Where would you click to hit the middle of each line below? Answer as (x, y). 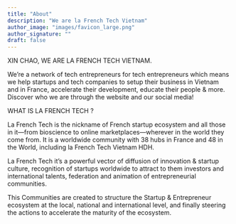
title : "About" (30, 14)
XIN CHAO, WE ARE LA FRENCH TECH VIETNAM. (80, 60)
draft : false (27, 41)
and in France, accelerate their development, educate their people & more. (116, 90)
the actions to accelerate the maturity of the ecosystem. (90, 213)
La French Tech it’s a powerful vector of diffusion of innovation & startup (113, 161)
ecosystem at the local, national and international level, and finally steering (117, 205)
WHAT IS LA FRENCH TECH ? (50, 111)
